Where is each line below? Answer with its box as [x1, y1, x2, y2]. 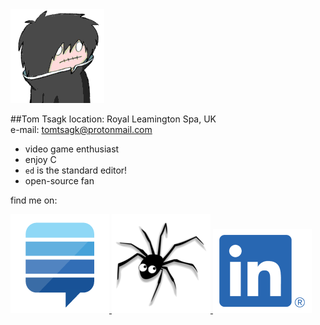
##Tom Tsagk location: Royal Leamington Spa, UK [10, 113, 217, 125]
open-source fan [24, 175, 95, 187]
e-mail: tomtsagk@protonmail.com [10, 124, 153, 135]
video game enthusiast [24, 143, 120, 155]
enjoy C [24, 154, 57, 165]
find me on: [10, 194, 58, 206]
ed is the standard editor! [24, 164, 128, 176]
